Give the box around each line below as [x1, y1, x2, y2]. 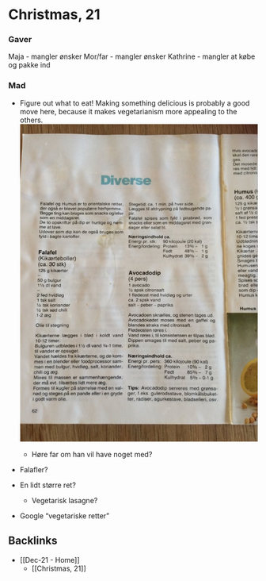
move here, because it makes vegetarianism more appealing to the [19, 106, 237, 116]
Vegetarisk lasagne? [31, 495, 98, 505]
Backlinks [8, 534, 58, 548]
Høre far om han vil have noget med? [31, 449, 153, 459]
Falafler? [19, 464, 48, 474]
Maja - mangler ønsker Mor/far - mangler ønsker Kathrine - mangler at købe [8, 52, 256, 61]
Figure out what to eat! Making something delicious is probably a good [19, 98, 250, 108]
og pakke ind [8, 60, 51, 70]
